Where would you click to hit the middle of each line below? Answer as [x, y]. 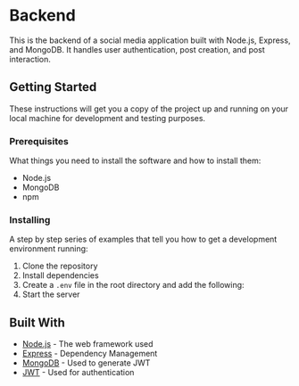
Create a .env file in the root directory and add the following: [133, 285]
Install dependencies [61, 275]
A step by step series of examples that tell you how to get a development [143, 239]
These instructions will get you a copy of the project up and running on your [149, 109]
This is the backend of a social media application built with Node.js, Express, [150, 40]
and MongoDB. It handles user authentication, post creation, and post [137, 49]
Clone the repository [60, 266]
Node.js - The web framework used [87, 344]
